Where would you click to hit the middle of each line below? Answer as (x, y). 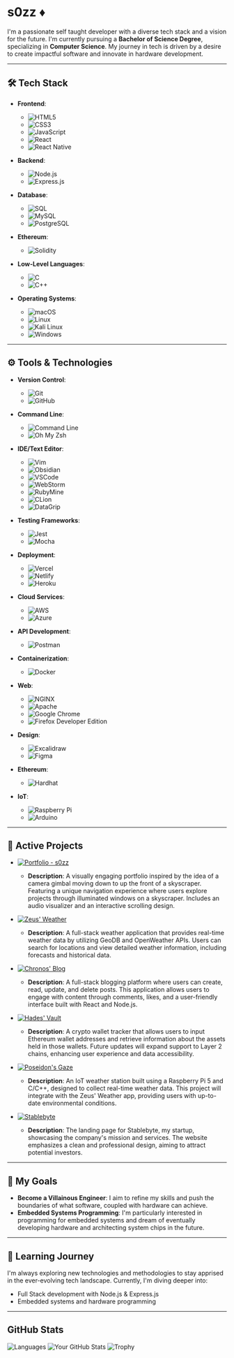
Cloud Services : (41, 597)
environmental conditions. (79, 1103)
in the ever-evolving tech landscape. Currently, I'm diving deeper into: (108, 1280)
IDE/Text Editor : (40, 449)
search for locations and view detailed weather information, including (127, 948)
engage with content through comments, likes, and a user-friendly (123, 997)
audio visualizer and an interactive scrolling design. (101, 906)
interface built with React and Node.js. (83, 1004)
